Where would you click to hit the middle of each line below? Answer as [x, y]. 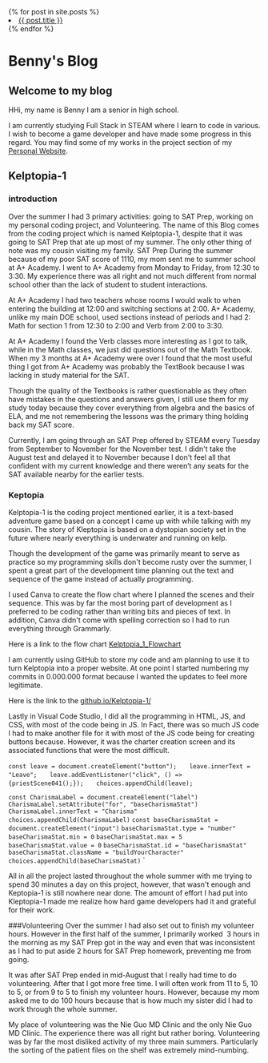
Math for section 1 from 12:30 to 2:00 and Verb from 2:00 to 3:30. [116, 325]
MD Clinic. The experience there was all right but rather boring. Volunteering [134, 1033]
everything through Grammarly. [60, 628]
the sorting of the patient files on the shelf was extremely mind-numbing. [129, 1050]
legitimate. [26, 685]
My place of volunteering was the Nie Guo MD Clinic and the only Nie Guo [130, 1025]
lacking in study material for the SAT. [69, 375]
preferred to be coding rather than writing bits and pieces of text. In [120, 611]
